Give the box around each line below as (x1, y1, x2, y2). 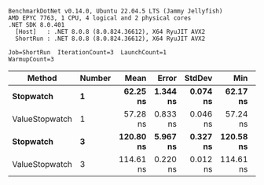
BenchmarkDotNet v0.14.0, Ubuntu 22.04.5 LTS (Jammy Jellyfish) (8, 7, 223, 15)
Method (27, 72, 57, 83)
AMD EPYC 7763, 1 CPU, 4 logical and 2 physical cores (8, 14, 192, 22)
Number (79, 72, 112, 83)
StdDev (184, 72, 213, 83)
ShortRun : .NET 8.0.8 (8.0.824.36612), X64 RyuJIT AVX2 (15, 35, 206, 43)
